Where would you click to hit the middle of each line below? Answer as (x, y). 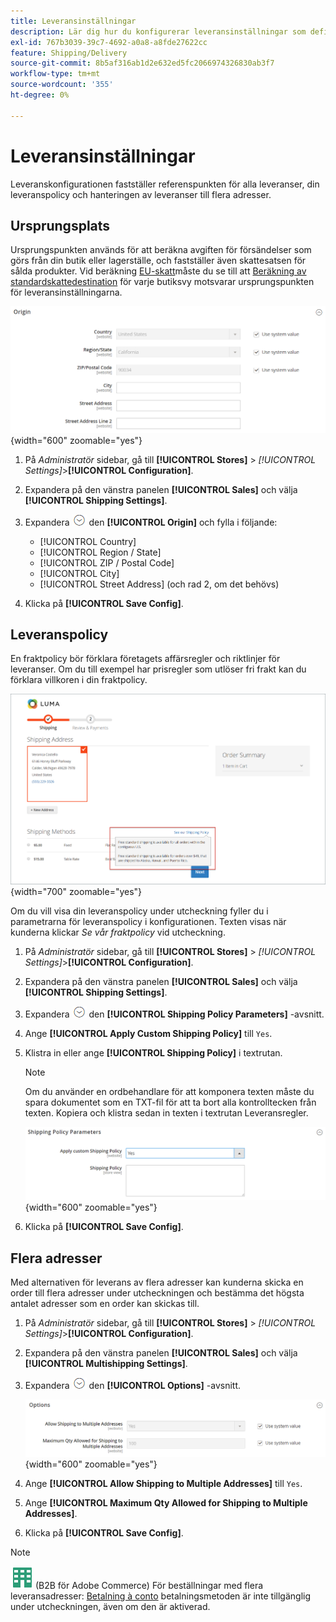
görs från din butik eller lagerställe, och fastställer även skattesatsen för (158, 261)
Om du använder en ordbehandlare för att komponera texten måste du (169, 1091)
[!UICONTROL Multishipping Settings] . (106, 1363)
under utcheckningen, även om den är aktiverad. (110, 1607)
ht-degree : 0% (40, 95)
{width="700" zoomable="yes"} (76, 891)
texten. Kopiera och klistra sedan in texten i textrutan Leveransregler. (166, 1112)
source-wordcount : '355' (62, 85)
